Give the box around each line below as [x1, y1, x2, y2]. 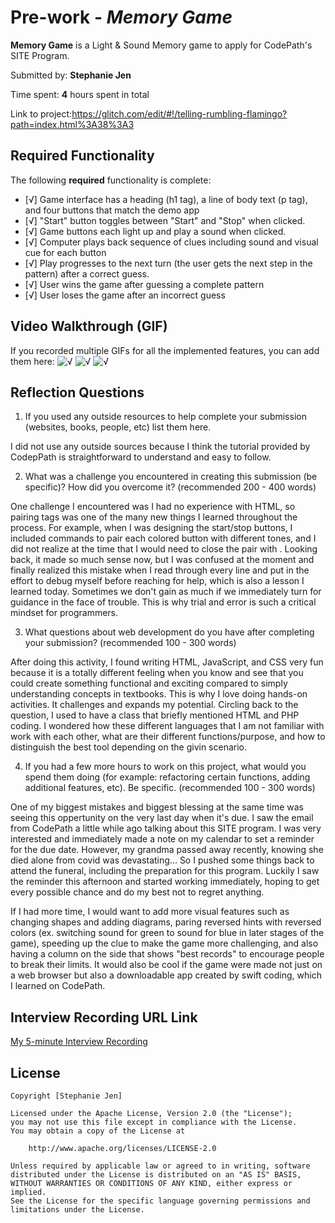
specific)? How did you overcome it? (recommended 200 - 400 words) [24, 481, 317, 493]
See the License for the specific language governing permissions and [10, 1196, 311, 1206]
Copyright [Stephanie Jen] [10, 1091, 123, 1101]
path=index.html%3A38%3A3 [10, 118, 135, 130]
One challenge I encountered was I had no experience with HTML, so [10, 501, 296, 513]
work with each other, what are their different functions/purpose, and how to [10, 731, 326, 743]
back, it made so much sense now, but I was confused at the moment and [10, 554, 315, 566]
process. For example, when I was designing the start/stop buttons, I [10, 522, 293, 534]
